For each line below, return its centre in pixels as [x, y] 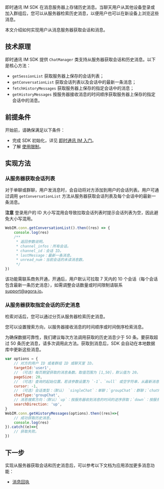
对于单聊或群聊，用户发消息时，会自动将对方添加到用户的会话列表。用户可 [80, 190]
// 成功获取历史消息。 [34, 418]
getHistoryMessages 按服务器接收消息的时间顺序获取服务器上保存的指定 [84, 94]
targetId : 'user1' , [32, 368]
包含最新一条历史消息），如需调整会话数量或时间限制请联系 [64, 285]
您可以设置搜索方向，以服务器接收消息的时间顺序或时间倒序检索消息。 [76, 327]
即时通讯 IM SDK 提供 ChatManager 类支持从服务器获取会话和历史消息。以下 [81, 59]
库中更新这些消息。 [24, 350]
